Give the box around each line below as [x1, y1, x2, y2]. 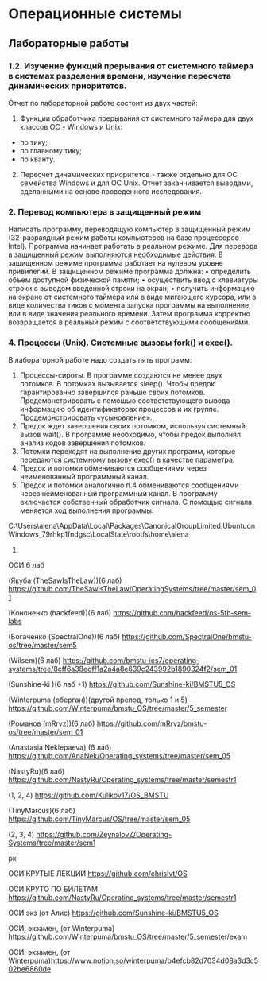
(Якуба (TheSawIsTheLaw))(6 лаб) [8, 576, 122, 585]
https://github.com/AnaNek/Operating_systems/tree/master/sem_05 [8, 751, 231, 761]
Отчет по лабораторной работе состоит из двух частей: [8, 98, 199, 107]
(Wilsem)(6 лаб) [8, 656, 61, 665]
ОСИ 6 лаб [8, 560, 45, 570]
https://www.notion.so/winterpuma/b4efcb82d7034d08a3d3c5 [50, 956, 259, 966]
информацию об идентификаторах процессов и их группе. [19, 405, 219, 414]
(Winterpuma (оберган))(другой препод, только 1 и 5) [8, 695, 188, 704]
